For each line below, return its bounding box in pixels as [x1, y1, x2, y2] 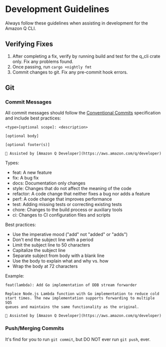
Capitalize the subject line [12, 247, 66, 253]
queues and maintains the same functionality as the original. [5, 304, 140, 309]
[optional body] [5, 133, 39, 138]
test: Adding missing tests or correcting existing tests [12, 201, 122, 207]
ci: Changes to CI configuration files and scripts [12, 212, 111, 218]
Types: [5, 160, 19, 166]
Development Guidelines [5, 3, 110, 15]
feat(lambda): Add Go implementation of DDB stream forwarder [5, 282, 137, 288]
